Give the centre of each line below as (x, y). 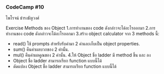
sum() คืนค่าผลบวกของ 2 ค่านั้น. (41, 49)
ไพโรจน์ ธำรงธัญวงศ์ (23, 18)
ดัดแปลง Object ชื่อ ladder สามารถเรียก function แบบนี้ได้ (65, 66)
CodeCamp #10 (25, 7)
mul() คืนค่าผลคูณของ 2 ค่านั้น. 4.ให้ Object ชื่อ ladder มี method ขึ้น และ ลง (82, 55)
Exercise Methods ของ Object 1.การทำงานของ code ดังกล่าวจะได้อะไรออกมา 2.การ (80, 28)
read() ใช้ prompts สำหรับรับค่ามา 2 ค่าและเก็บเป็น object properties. (76, 44)
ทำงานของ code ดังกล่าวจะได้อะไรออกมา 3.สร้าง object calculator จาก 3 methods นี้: (83, 34)
